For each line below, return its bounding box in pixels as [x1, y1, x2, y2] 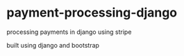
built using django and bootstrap [6, 41, 100, 49]
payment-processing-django [6, 5, 178, 21]
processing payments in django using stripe [6, 28, 132, 36]
